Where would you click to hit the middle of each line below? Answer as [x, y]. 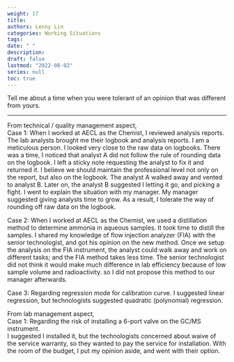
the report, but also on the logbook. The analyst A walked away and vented [115, 178]
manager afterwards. [37, 280]
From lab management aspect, [51, 314]
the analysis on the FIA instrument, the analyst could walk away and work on [117, 250]
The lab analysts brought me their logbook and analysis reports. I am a [108, 141]
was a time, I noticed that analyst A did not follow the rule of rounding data [114, 155]
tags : [15, 40]
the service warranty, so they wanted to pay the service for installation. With [117, 344]
